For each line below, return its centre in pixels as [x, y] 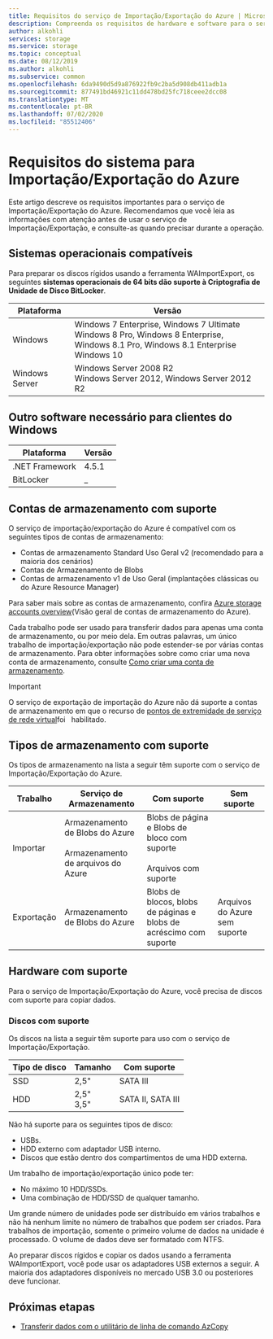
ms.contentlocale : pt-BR [50, 107]
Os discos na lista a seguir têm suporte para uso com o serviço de [119, 1039]
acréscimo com [176, 933]
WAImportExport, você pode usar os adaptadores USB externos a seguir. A [134, 1264]
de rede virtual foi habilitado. [58, 720]
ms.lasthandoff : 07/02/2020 [56, 115]
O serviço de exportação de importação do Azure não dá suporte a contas [133, 702]
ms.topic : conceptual [45, 54]
